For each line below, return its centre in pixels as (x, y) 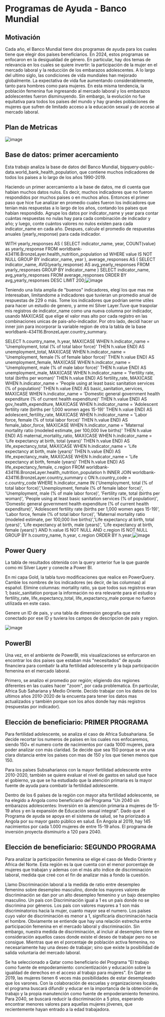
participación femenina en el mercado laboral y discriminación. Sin (72, 926)
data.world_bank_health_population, (42, 172)
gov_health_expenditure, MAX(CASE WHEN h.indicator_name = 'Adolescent (82, 404)
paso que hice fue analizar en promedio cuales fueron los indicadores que (80, 202)
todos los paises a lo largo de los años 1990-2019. (56, 177)
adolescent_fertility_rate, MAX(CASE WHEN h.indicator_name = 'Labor (76, 414)
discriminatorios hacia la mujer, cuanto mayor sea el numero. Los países (78, 910)
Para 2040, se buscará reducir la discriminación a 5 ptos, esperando (74, 999)
